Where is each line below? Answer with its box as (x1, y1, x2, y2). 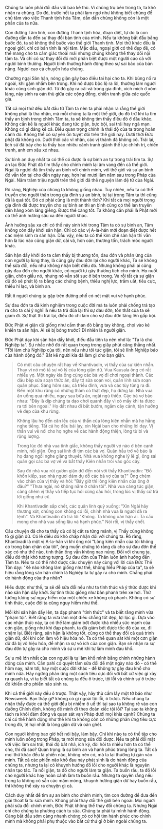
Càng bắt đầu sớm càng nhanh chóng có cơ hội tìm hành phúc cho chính (5, 813, 151, 819)
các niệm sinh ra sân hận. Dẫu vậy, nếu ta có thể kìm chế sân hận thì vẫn (5, 232, 151, 238)
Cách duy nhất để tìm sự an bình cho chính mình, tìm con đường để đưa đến (5, 792, 157, 798)
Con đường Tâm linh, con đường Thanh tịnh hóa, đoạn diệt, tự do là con (5, 30, 148, 35)
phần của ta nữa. (5, 20, 39, 26)
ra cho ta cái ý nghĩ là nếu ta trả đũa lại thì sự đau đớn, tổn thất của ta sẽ (5, 307, 150, 313)
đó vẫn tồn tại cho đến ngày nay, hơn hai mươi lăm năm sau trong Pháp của (5, 172, 156, 178)
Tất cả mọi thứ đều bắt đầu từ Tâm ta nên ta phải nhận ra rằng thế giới (5, 105, 145, 111)
